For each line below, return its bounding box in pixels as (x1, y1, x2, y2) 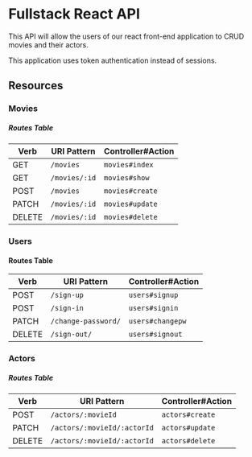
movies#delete (103, 212, 159, 222)
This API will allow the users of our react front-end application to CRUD (8, 31, 245, 41)
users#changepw (128, 317, 187, 326)
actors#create (161, 410, 216, 419)
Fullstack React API (8, 5, 141, 23)
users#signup (128, 290, 179, 300)
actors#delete (161, 436, 216, 446)
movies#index (103, 160, 155, 170)
